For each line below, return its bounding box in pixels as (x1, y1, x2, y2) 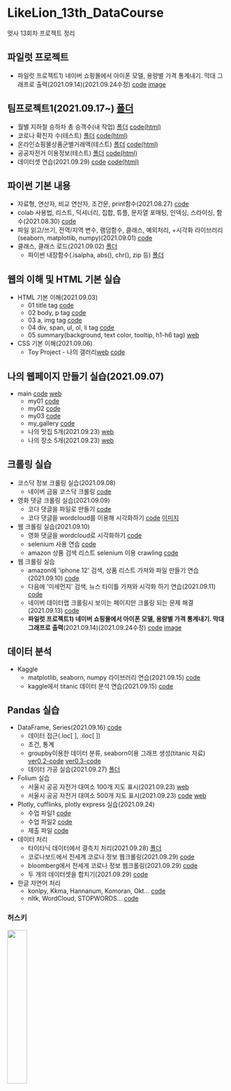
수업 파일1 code (27, 809, 71, 817)
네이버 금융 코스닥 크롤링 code (27, 487, 112, 495)
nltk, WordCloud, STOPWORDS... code (27, 894, 139, 903)
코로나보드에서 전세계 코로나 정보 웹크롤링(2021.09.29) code (27, 852, 195, 861)
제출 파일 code (27, 826, 69, 835)
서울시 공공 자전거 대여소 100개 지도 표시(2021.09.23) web (27, 782, 190, 791)
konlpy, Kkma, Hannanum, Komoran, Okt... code (27, 887, 166, 895)
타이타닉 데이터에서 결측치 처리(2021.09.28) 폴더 (27, 844, 162, 852)
